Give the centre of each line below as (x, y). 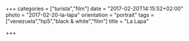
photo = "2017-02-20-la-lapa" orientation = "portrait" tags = (80, 15)
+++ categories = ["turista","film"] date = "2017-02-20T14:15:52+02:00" (94, 9)
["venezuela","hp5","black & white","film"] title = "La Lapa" (77, 21)
